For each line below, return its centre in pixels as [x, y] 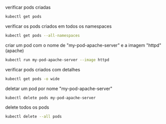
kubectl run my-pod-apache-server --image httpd [57, 60]
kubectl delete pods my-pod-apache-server [50, 98]
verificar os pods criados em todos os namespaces [59, 26]
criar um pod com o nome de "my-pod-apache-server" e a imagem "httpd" [83, 45]
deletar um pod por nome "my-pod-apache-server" [59, 89]
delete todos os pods [27, 107]
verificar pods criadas [28, 7]
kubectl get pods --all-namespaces [43, 35]
